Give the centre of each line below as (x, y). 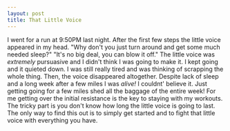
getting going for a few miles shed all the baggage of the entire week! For (112, 91)
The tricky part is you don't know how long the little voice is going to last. (111, 105)
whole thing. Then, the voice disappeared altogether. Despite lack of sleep (113, 76)
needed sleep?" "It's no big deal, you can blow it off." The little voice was (111, 54)
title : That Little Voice (44, 20)
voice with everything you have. (52, 120)
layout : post (26, 13)
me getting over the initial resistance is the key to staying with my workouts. (115, 98)
